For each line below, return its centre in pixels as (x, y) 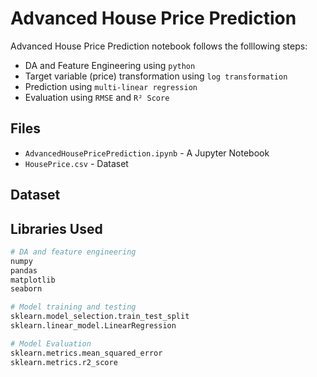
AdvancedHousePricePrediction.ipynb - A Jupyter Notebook (147, 153)
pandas (24, 270)
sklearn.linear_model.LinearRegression (93, 326)
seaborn (26, 289)
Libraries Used (56, 228)
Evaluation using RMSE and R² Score (97, 97)
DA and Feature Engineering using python (110, 65)
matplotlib (33, 280)
